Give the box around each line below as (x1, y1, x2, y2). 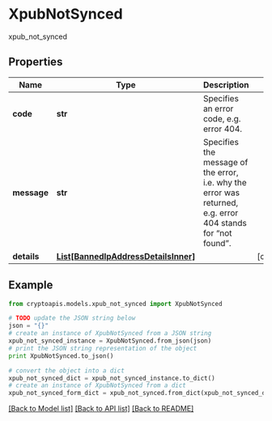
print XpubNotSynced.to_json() (8, 351, 114, 360)
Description (202, 79, 249, 90)
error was (202, 187, 240, 198)
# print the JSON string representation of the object (8, 344, 198, 352)
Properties (8, 55, 63, 69)
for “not (202, 228, 232, 239)
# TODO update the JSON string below (8, 314, 136, 322)
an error (202, 103, 234, 114)
